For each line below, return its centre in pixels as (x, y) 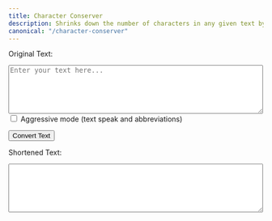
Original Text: (31, 54)
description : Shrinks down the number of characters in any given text (132, 23)
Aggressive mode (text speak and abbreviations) (101, 119)
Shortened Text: (35, 153)
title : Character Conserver (56, 16)
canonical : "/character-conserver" (68, 31)
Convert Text (32, 136)
